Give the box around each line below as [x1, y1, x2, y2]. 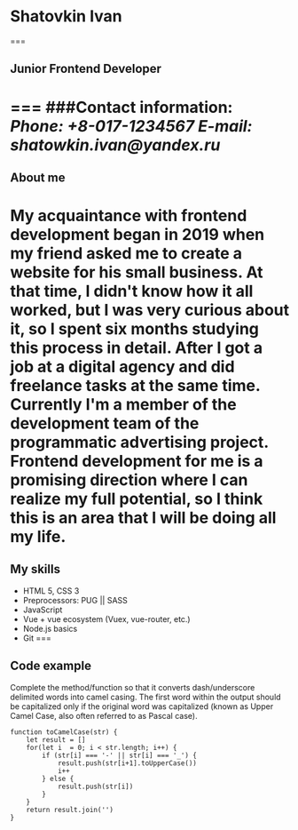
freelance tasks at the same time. [10, 376, 261, 396]
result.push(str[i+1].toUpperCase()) [57, 758, 198, 768]
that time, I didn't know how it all [10, 282, 254, 301]
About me [10, 170, 66, 185]
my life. [10, 527, 67, 547]
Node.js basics [22, 623, 78, 634]
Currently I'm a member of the [10, 395, 238, 415]
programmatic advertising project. [10, 433, 269, 452]
